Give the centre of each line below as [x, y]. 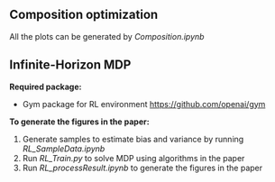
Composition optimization [84, 15]
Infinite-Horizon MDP [70, 65]
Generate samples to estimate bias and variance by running [133, 139]
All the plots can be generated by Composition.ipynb [107, 36]
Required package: [46, 86]
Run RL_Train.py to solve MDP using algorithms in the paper [133, 158]
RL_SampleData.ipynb [64, 149]
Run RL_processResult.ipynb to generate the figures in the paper [142, 168]
